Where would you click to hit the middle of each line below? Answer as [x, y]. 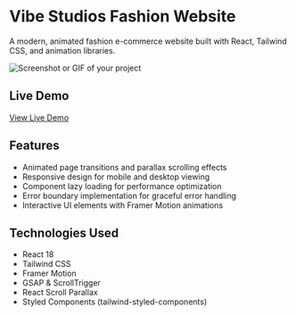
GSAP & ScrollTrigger [61, 283]
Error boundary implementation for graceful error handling [129, 195]
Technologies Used [64, 233]
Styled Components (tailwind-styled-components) [115, 302]
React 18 [38, 254]
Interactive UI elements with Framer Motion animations [123, 205]
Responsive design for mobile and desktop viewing [116, 177]
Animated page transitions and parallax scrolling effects [124, 167]
